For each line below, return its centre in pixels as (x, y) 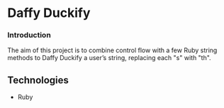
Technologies (38, 80)
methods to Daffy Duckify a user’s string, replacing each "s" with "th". (109, 58)
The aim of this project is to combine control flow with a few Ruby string (112, 50)
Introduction (29, 35)
